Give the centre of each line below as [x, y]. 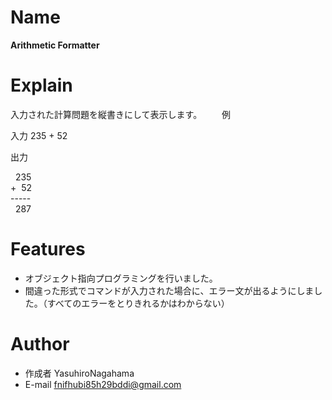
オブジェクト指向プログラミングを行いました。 [121, 278]
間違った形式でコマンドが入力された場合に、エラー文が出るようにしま [169, 290]
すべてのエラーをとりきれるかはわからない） [138, 303]
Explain [41, 85]
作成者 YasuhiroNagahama [79, 373]
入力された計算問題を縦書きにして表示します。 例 [121, 114]
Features [48, 249]
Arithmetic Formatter [55, 45]
